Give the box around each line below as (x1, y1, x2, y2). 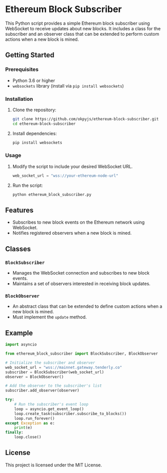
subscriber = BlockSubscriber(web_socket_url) (5, 369, 104, 375)
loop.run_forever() (14, 416, 55, 421)
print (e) (14, 425, 33, 430)
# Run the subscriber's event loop (14, 402, 89, 407)
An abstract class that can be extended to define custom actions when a (12, 303, 162, 309)
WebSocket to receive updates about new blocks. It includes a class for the (5, 25, 161, 31)
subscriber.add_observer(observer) (5, 388, 80, 393)
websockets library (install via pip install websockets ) (12, 83, 124, 89)
